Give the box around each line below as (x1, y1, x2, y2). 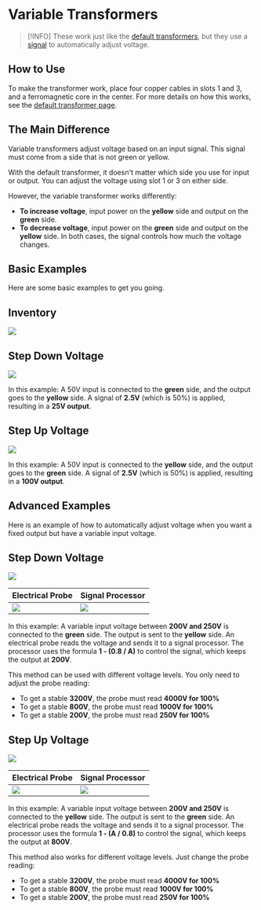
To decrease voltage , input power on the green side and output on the (19, 222, 248, 233)
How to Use (8, 63, 66, 76)
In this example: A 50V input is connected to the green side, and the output (8, 385, 251, 394)
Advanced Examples (8, 499, 111, 512)
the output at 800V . (8, 837, 73, 846)
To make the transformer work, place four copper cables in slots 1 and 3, (8, 83, 243, 93)
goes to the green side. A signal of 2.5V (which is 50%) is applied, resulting (8, 468, 253, 477)
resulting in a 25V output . (8, 402, 92, 410)
